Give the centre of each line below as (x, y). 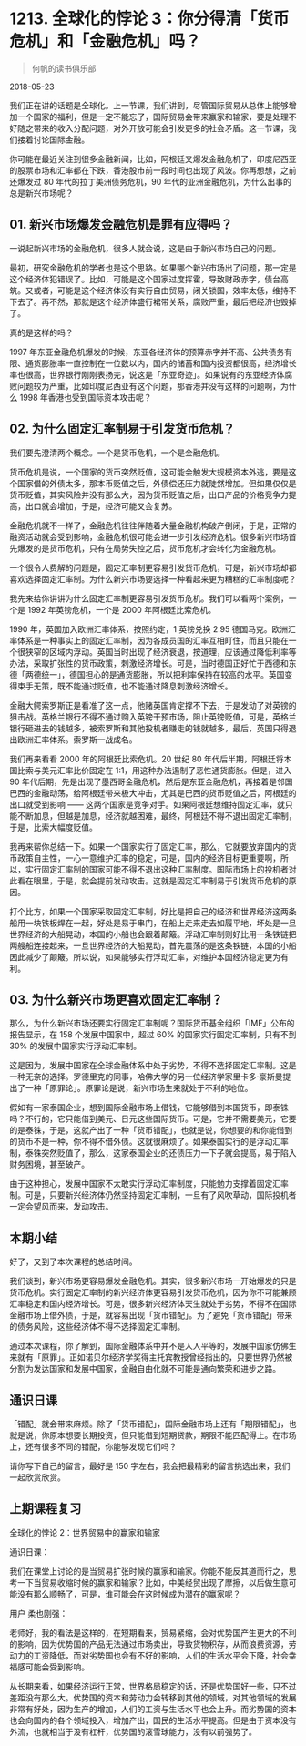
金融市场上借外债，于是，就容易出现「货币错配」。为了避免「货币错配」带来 (151, 1315)
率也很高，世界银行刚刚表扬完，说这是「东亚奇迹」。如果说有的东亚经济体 (147, 374)
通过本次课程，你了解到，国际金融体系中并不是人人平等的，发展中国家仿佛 (149, 1346)
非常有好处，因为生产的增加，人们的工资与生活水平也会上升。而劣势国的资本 (153, 1709)
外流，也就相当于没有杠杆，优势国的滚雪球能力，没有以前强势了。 (133, 1731)
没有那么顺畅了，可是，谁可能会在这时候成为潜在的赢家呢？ (129, 1594)
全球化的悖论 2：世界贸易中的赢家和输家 (85, 1532)
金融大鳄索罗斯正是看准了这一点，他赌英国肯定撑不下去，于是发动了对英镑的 (153, 705)
